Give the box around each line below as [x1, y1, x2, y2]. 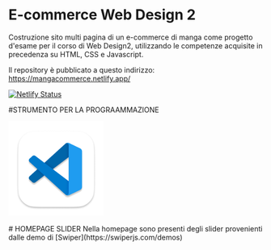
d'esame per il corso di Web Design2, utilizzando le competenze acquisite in [8, 40, 263, 50]
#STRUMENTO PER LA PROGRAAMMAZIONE [8, 105, 159, 115]
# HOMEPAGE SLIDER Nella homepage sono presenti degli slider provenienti [8, 223, 263, 233]
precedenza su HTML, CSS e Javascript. [8, 49, 144, 59]
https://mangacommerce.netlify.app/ [8, 73, 131, 83]
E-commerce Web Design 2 [8, 6, 197, 24]
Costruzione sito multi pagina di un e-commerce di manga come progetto [8, 32, 253, 42]
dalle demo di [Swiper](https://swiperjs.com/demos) [8, 232, 184, 242]
